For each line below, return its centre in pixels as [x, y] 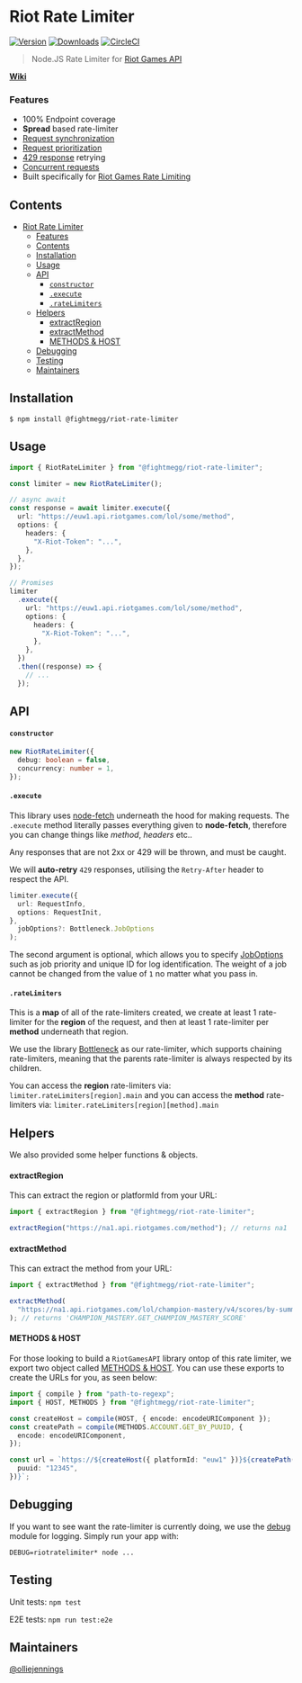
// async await [38, 500]
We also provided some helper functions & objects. [104, 1155]
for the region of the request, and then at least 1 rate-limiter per [152, 1022]
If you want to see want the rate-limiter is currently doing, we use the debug [150, 1526]
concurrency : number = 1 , [66, 769]
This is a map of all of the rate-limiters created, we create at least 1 [133, 1012]
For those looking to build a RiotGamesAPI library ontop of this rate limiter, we [151, 1359]
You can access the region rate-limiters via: [90, 1085]
